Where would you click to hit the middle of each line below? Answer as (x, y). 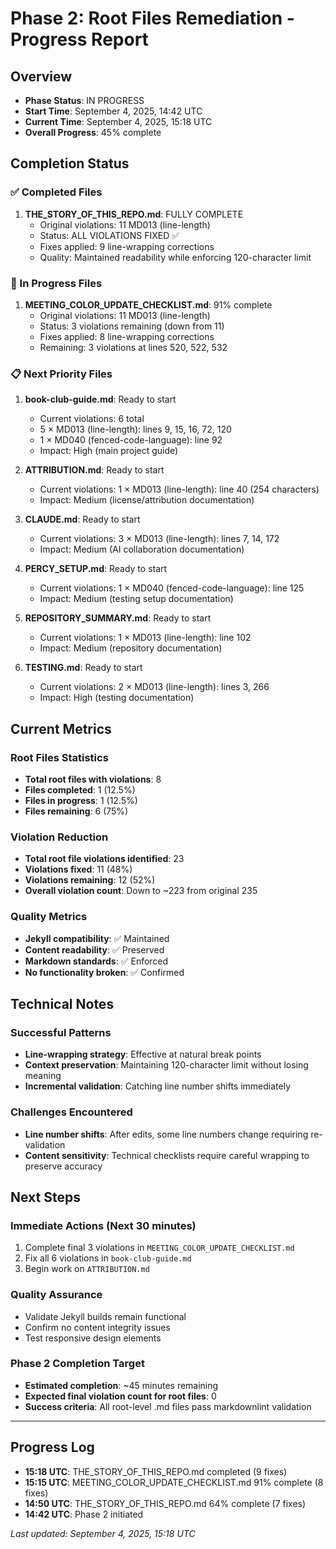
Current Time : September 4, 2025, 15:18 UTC (118, 121)
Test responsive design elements (93, 1338)
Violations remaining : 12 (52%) (90, 880)
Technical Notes (62, 1003)
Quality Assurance (56, 1295)
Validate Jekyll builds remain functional (105, 1316)
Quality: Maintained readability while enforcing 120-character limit (175, 257)
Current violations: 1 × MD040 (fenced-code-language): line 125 (172, 588)
